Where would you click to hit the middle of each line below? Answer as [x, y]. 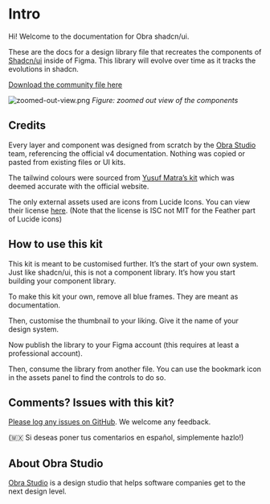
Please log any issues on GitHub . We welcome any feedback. [110, 422]
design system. [33, 329]
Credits [27, 126]
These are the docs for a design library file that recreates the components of [135, 52]
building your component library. [62, 281]
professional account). [45, 353]
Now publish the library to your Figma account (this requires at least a [124, 345]
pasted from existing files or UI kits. [67, 162]
